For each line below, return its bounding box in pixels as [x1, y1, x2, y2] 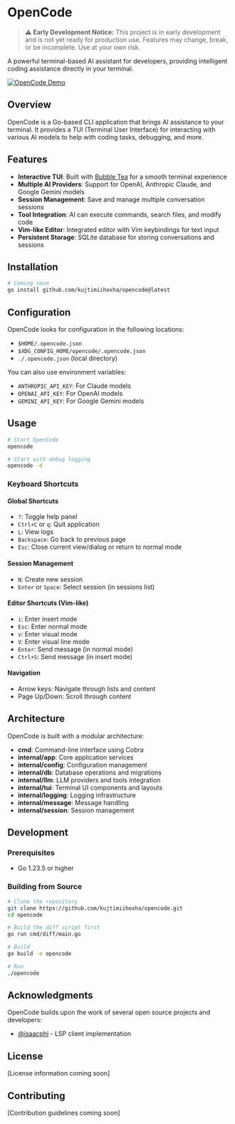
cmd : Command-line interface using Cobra [17, 745, 144, 754]
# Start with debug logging [7, 456, 91, 463]
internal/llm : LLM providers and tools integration [17, 775, 161, 784]
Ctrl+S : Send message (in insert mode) [17, 652, 133, 661]
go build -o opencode [7, 950, 72, 957]
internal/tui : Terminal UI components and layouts [17, 783, 162, 792]
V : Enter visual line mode [17, 637, 90, 646]
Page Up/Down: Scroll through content [17, 692, 132, 700]
